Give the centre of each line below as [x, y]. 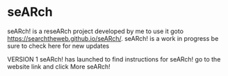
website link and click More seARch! [59, 66]
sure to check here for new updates [58, 46]
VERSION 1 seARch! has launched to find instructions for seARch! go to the [114, 59]
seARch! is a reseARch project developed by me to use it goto [96, 31]
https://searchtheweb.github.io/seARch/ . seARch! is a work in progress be [113, 38]
